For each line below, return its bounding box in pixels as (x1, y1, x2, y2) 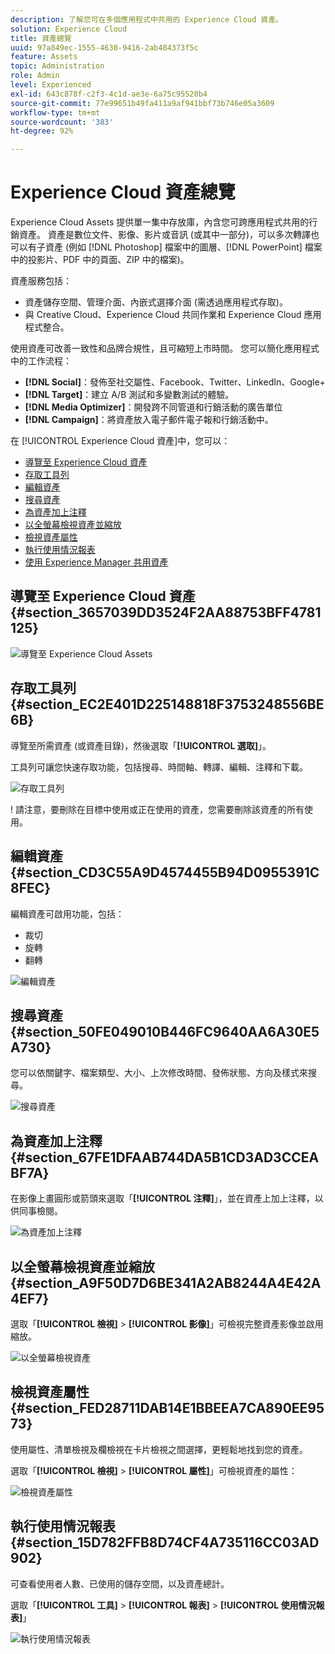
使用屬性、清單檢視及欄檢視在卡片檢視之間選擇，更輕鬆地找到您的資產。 (10, 1443, 308, 1455)
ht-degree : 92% (10, 126, 74, 136)
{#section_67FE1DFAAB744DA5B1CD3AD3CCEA (10, 1149, 320, 1166)
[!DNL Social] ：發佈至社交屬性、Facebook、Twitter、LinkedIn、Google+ (24, 376, 326, 388)
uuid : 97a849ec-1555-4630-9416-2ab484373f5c (10, 42, 199, 53)
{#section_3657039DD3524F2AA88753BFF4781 (10, 604, 322, 621)
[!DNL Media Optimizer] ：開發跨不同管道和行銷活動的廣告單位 (24, 401, 283, 413)
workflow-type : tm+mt (10, 107, 101, 118)
